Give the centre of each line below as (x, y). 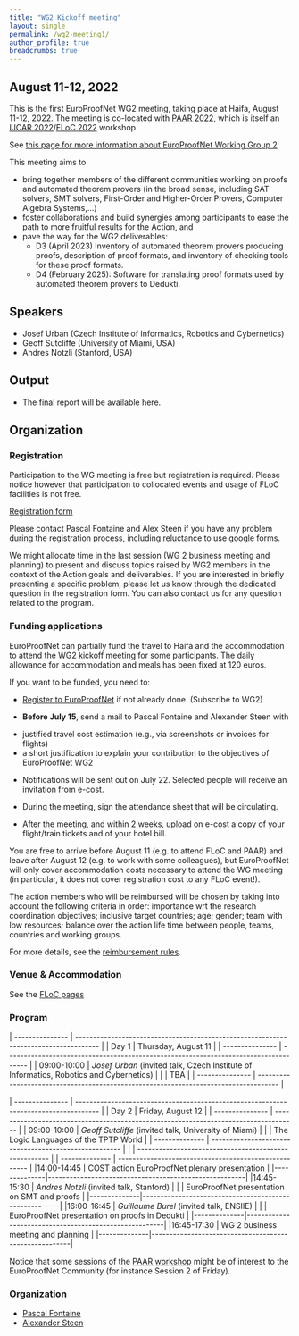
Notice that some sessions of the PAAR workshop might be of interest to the (149, 1262)
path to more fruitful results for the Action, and (108, 227)
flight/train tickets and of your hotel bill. (94, 833)
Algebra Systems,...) (59, 207)
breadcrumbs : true (43, 51)
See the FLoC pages (47, 994)
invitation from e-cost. (63, 789)
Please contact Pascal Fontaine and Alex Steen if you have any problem (141, 529)
